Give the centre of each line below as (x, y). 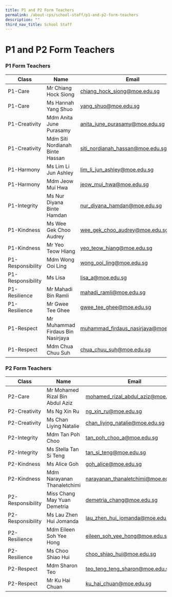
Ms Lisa (56, 277)
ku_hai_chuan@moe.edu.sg (119, 584)
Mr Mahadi (59, 289)
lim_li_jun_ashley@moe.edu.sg (117, 169)
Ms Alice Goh (62, 464)
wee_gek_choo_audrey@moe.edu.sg (124, 230)
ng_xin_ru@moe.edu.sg (114, 411)
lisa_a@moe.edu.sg (103, 277)
